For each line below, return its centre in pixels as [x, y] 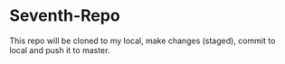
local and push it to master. [60, 50]
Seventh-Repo [65, 16]
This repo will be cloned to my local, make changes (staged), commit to [142, 41]
